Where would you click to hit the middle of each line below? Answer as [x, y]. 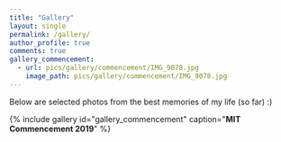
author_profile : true [50, 43]
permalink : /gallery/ [50, 34]
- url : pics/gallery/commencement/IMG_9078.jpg [109, 68]
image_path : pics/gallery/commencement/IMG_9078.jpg [127, 76]
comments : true [38, 51]
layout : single [38, 26]
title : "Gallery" [42, 18]
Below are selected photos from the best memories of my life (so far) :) [141, 102]
